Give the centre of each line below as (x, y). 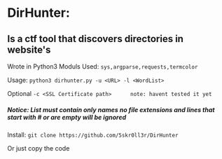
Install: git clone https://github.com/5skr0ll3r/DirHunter (93, 134)
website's (29, 49)
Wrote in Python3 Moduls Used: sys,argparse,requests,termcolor (103, 67)
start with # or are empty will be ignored (67, 117)
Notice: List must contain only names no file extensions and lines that (111, 109)
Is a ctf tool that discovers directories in (96, 39)
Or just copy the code (39, 148)
